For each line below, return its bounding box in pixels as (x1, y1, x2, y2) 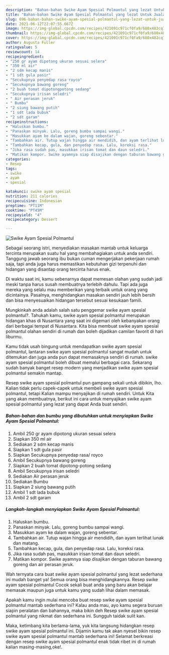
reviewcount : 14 (6, 49, 40, 54)
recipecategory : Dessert (6, 217, 58, 222)
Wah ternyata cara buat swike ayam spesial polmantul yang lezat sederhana (6, 571, 162, 577)
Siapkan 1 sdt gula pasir (13, 447, 62, 453)
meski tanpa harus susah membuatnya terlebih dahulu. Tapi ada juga (6, 282, 148, 288)
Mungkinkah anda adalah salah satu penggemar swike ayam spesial (6, 307, 146, 313)
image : (6, 26, 20, 31)
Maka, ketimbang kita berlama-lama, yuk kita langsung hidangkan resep (6, 623, 154, 629)
